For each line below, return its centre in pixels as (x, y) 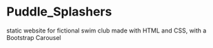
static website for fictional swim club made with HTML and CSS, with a (106, 30)
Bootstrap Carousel (34, 37)
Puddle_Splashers (59, 12)
